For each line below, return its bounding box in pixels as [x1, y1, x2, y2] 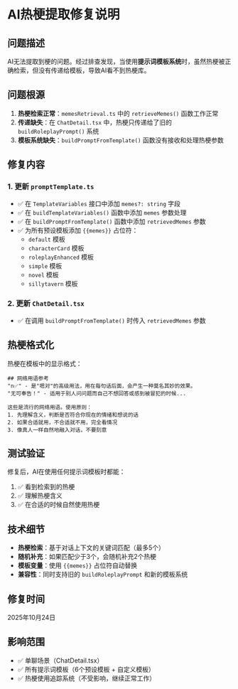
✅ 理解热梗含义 [17, 491, 63, 500]
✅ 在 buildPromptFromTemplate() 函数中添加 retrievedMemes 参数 [17, 217, 206, 225]
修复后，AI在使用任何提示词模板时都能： [7, 467, 126, 476]
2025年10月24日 [7, 613, 56, 622]
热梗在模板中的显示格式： [7, 359, 82, 368]
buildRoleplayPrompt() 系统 [17, 127, 99, 135]
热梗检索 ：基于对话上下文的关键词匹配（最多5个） [17, 543, 166, 552]
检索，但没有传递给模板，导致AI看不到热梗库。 [13, 66, 151, 75]
